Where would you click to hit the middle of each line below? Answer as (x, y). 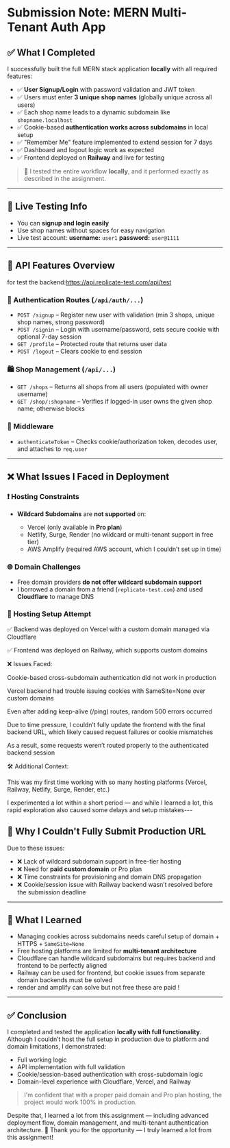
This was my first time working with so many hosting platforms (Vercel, (107, 782)
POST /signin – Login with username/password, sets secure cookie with (118, 329)
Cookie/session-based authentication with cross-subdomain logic (110, 1075)
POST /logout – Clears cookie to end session (79, 351)
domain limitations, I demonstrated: (57, 1047)
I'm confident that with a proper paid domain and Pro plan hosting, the (123, 1095)
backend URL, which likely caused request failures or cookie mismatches (110, 732)
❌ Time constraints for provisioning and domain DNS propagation (109, 877)
